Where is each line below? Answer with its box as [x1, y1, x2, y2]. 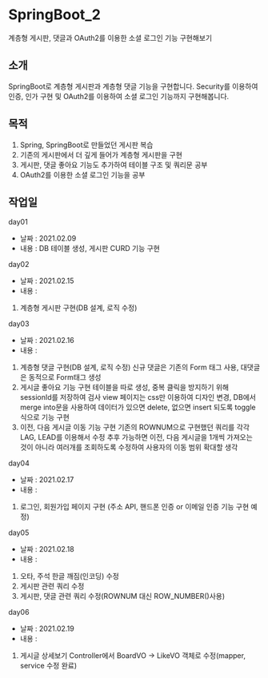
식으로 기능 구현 [19, 413, 70, 422]
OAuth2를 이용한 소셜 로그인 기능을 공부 [19, 169, 146, 179]
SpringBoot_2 [8, 6, 102, 24]
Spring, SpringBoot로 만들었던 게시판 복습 [19, 140, 154, 150]
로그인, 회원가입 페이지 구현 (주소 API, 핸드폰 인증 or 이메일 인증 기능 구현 [19, 502, 250, 512]
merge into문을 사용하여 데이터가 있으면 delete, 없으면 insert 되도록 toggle [19, 402, 256, 413]
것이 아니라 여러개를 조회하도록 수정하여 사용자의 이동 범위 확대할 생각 [19, 442, 238, 453]
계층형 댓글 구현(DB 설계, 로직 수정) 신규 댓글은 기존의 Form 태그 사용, [19, 362, 239, 373]
